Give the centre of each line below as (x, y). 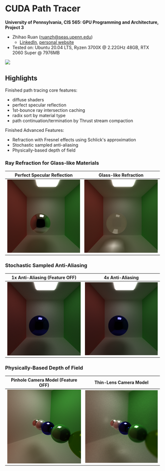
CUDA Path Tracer (43, 9)
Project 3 (14, 27)
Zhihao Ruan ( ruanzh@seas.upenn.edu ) (53, 37)
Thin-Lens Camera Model (121, 382)
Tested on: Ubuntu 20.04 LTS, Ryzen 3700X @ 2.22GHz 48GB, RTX (81, 47)
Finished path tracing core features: (41, 90)
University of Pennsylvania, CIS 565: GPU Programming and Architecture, (82, 22)
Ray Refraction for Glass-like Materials (52, 163)
